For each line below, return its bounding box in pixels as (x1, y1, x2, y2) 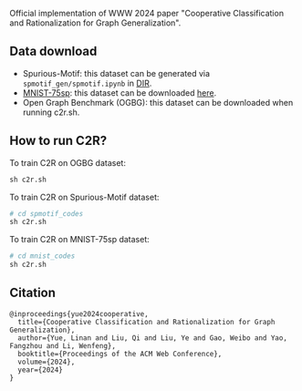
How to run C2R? (9, 133, 108, 149)
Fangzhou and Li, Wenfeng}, (9, 341, 117, 350)
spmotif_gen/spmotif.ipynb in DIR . (22, 77, 152, 88)
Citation (9, 285, 57, 301)
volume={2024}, (17, 357, 76, 366)
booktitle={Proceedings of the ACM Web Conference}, (17, 349, 223, 358)
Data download (9, 44, 98, 59)
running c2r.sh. (22, 107, 80, 118)
